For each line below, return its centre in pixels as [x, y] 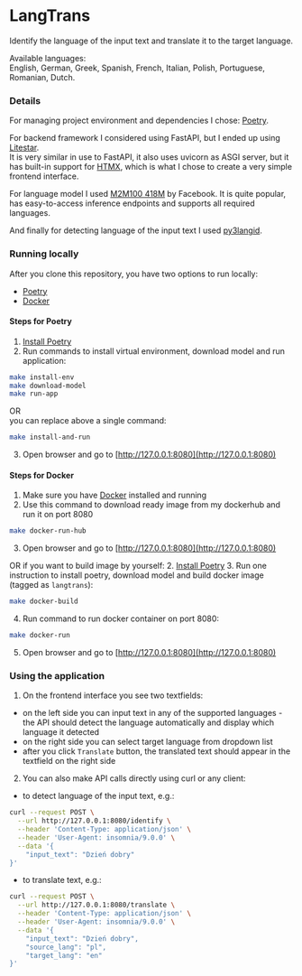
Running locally [44, 254]
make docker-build [44, 601]
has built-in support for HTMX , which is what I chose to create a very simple [151, 167]
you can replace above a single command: [88, 421]
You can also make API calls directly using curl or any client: [134, 778]
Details [25, 100]
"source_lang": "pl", [66, 947]
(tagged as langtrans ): [51, 585]
